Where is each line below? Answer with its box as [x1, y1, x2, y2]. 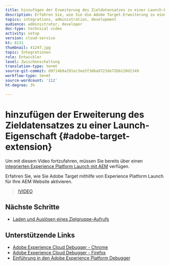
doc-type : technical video [5, 26, 62, 31]
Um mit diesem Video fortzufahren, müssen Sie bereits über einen [5, 158, 143, 164]
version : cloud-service [5, 36, 56, 41]
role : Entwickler [5, 54, 42, 60]
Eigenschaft [5, 130, 57, 142]
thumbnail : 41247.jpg [5, 45, 51, 50]
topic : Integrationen [5, 50, 51, 55]
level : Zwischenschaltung [5, 59, 60, 64]
